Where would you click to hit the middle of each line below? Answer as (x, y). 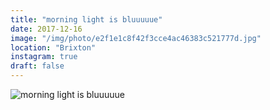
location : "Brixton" (53, 47)
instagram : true (44, 57)
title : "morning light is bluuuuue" (86, 19)
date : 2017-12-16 (46, 29)
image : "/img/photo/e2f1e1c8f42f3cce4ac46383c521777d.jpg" (136, 38)
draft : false (37, 66)
